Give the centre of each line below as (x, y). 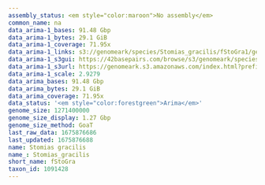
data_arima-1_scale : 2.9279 (54, 74)
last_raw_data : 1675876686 (52, 132)
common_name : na (35, 23)
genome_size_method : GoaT (50, 125)
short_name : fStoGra (42, 162)
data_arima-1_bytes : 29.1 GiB (58, 37)
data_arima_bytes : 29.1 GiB (54, 89)
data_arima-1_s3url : (42, 67)
